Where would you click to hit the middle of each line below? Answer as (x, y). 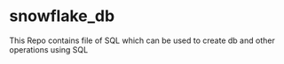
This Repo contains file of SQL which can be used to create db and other (142, 40)
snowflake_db (62, 16)
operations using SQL (49, 49)
